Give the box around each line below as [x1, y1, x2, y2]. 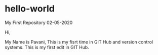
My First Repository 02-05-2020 [5, 19, 73, 25]
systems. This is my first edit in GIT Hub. [5, 44, 89, 50]
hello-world [5, 3, 55, 14]
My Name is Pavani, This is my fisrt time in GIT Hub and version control [5, 38, 153, 45]
